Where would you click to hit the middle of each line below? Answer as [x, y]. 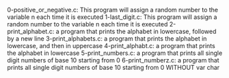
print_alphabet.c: [31, 31]
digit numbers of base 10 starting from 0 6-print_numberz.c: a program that [113, 60]
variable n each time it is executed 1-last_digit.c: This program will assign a [112, 17]
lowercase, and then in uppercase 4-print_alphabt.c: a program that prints [111, 46]
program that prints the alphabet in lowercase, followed [138, 31]
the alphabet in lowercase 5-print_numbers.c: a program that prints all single [115, 53]
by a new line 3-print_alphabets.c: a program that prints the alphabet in [107, 39]
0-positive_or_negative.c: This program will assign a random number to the [113, 10]
